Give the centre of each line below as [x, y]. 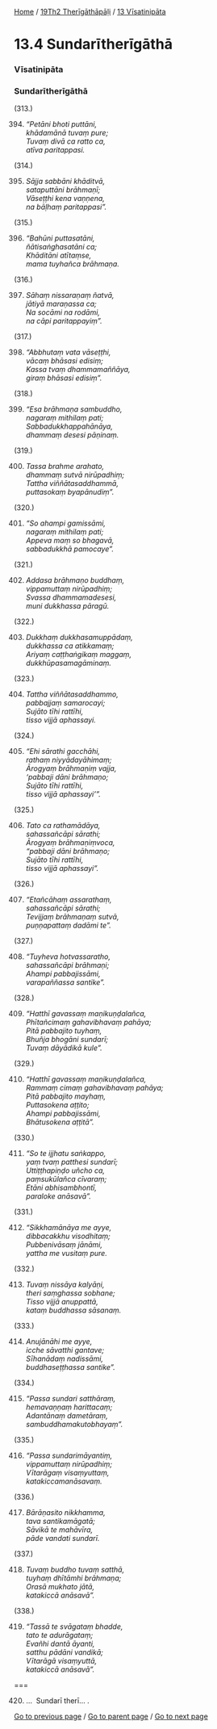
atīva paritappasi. [55, 150]
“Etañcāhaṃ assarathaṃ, [69, 900]
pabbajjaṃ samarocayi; [65, 703]
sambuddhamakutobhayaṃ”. [74, 1425]
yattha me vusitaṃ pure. [67, 1254]
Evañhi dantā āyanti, [60, 1644]
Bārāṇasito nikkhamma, [65, 1513]
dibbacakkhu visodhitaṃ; [68, 1236]
